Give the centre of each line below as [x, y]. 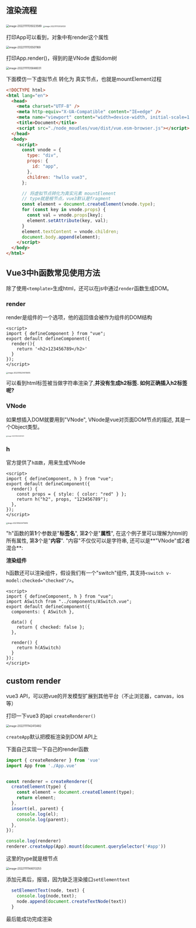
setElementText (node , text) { [48, 890]
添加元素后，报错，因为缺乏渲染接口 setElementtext [68, 879]
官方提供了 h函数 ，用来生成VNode [46, 463]
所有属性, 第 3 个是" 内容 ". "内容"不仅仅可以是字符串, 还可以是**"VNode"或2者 [98, 541]
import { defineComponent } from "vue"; [56, 334]
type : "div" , [43, 155]
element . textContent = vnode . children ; [70, 231]
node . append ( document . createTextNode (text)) [72, 901]
